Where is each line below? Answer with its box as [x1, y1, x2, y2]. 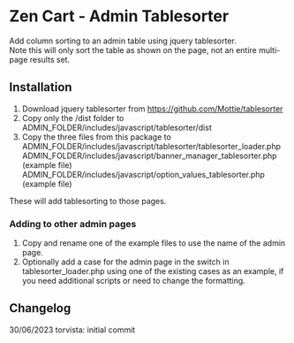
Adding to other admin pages [9, 217, 137, 230]
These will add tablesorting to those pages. [9, 195, 167, 206]
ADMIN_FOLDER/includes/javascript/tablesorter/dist [21, 122, 212, 133]
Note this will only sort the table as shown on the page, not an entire [9, 44, 258, 55]
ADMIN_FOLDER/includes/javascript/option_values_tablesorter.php [21, 169, 265, 179]
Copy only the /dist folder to [21, 112, 124, 123]
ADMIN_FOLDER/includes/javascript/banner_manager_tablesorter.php [21, 150, 277, 161]
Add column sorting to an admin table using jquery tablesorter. [9, 35, 237, 46]
